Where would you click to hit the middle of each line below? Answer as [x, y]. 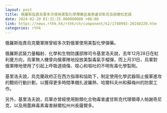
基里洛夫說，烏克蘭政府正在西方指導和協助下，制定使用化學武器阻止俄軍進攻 [83, 76]
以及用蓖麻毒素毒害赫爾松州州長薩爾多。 [55, 106]
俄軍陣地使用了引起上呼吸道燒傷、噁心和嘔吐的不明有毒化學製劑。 [73, 66]
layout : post [19, 10]
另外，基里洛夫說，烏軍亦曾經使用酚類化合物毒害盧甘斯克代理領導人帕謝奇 [81, 99]
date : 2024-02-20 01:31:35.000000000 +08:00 [52, 19]
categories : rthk [23, 28]
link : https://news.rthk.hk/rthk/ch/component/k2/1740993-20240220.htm [81, 24]
